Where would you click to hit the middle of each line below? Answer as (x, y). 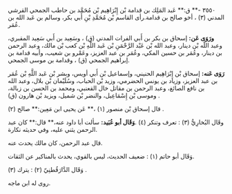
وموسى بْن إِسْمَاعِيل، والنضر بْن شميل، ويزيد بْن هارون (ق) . (84, 95)
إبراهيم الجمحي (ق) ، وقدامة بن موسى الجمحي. (69, 60)
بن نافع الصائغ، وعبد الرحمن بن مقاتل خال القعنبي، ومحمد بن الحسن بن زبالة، (106, 88)
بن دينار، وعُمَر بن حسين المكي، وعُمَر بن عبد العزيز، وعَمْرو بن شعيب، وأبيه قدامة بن (115, 52)
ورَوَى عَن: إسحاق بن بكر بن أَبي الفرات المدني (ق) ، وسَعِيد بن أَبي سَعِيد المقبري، (111, 38)
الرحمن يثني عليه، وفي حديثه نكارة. (53, 129)
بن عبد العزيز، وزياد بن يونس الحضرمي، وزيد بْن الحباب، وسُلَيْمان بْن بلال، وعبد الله (113, 81)
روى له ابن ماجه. (29, 183)
